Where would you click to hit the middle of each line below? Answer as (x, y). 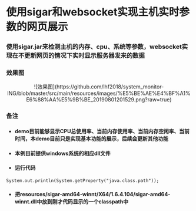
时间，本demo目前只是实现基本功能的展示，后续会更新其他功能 (92, 139)
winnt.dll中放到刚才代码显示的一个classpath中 (71, 202)
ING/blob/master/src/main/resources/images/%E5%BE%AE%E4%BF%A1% (99, 93)
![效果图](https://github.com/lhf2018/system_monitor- (99, 87)
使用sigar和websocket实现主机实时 (93, 12)
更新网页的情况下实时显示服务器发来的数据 (85, 55)
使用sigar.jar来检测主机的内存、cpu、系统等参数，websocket (94, 47)
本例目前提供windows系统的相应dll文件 (62, 153)
